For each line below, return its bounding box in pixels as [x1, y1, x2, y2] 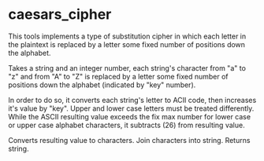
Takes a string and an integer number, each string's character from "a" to [8, 63, 247, 72]
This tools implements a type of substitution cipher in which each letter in [8, 31, 247, 41]
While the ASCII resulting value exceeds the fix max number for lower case [8, 112, 251, 121]
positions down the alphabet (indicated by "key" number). [8, 80, 196, 90]
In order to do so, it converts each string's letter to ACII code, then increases [8, 95, 257, 104]
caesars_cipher [8, 5, 112, 24]
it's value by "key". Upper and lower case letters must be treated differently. [8, 104, 255, 113]
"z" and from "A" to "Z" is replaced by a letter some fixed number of [8, 71, 229, 81]
